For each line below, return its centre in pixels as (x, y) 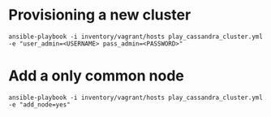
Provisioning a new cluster (100, 15)
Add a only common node (96, 76)
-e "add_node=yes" (39, 104)
